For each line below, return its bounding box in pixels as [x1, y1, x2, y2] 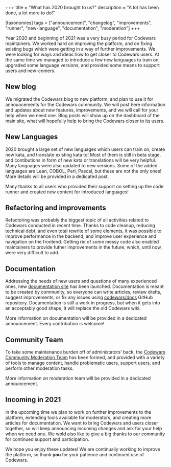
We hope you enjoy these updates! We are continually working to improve [5, 446, 160, 452]
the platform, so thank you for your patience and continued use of [5, 451, 144, 457]
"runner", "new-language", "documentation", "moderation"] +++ [5, 25, 140, 31]
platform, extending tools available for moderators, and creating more [5, 414, 152, 420]
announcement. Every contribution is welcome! [5, 321, 105, 327]
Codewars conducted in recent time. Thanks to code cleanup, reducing [5, 223, 155, 229]
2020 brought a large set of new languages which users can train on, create [5, 146, 165, 152]
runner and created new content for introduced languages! [5, 189, 129, 195]
